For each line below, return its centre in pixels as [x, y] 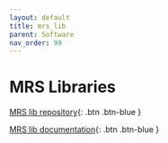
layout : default [40, 18]
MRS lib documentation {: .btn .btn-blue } [84, 130]
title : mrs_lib [38, 26]
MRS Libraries [63, 87]
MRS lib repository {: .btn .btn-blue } [75, 112]
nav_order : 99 [36, 43]
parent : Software [42, 34]
